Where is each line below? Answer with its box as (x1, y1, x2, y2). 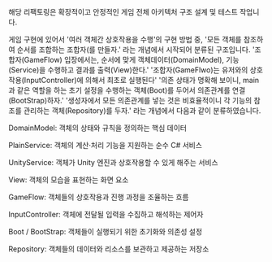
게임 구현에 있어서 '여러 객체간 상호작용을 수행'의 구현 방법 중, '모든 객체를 (8, 35, 242, 44)
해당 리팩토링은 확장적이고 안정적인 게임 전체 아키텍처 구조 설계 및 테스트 (8, 7, 238, 16)
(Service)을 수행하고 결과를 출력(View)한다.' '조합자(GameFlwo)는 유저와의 (8, 65, 248, 75)
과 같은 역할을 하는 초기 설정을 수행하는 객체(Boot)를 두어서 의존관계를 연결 (8, 85, 246, 95)
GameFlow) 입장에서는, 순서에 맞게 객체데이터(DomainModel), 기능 (24, 55, 240, 64)
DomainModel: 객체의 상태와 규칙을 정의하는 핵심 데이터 (8, 123, 187, 133)
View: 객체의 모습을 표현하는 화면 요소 (8, 175, 129, 185)
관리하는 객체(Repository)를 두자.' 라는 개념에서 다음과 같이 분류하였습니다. (23, 106, 261, 116)
